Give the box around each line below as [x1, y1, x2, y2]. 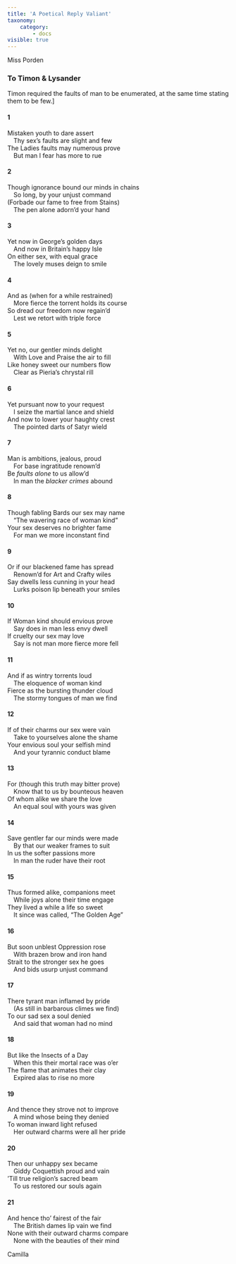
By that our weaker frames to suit [13, 841, 111, 850]
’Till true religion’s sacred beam [7, 1175, 99, 1183]
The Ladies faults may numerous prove [7, 144, 121, 152]
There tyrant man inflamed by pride [7, 996, 111, 1005]
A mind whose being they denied [13, 1113, 109, 1121]
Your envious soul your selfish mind [7, 741, 111, 749]
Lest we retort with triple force [13, 314, 101, 323]
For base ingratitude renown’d [13, 461, 101, 470]
